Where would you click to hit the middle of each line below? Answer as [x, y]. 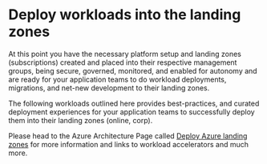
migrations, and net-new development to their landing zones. [109, 88]
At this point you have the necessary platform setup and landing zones [125, 54]
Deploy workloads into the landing [125, 15]
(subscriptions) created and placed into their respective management [123, 62]
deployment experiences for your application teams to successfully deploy [131, 112]
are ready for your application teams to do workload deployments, [117, 79]
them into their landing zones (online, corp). [81, 120]
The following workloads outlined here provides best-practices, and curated [134, 103]
